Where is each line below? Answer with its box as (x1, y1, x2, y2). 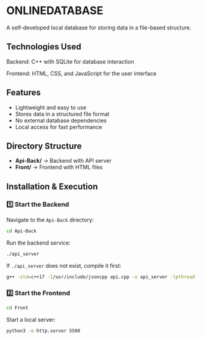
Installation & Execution (6, 181, 98, 191)
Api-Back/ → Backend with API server (15, 157, 112, 164)
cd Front (6, 305, 29, 311)
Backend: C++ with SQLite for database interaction (6, 57, 134, 65)
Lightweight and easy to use (15, 103, 87, 111)
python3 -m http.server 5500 (6, 328, 81, 334)
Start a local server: (6, 316, 56, 323)
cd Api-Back (6, 228, 37, 234)
